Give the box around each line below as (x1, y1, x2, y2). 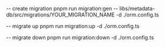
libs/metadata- (119, 5, 155, 12)
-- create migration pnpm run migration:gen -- (6, 5, 118, 12)
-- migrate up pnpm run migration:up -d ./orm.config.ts (6, 23, 140, 29)
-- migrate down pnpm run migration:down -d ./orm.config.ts (6, 34, 154, 41)
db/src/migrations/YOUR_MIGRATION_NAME (6, 11, 115, 18)
